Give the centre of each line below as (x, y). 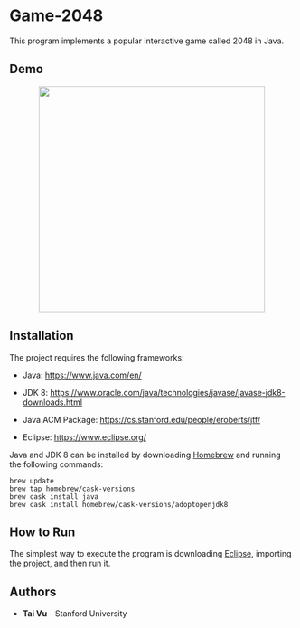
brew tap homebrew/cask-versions (72, 489)
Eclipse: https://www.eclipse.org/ (84, 437)
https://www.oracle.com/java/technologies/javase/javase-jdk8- (167, 392)
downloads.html (52, 402)
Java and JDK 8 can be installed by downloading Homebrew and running (145, 455)
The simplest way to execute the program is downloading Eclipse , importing (150, 554)
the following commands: (56, 464)
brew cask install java (54, 497)
